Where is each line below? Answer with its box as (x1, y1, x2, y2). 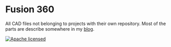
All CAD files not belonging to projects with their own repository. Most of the (5, 20, 166, 27)
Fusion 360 (5, 4, 55, 15)
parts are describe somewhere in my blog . (5, 26, 95, 32)
